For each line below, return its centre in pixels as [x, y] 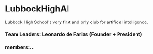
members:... [20, 47]
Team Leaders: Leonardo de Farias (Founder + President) [74, 34]
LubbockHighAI [37, 9]
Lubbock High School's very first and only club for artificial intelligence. [76, 22]
